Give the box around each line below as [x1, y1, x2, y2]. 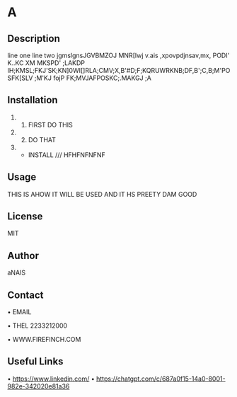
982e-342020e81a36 [7, 381, 70, 390]
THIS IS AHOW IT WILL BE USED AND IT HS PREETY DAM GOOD [7, 190, 197, 198]
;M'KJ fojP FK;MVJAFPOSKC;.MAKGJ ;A [34, 74, 152, 82]
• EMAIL [7, 308, 32, 316]
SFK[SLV [7, 74, 33, 82]
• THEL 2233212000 [7, 321, 68, 330]
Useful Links [7, 355, 64, 368]
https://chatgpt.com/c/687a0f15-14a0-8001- [96, 374, 226, 383]
